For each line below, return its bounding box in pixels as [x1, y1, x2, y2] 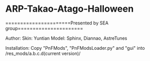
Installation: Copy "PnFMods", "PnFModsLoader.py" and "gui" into [5, 45, 145, 51]
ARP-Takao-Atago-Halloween [5, 3, 134, 15]
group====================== [5, 25, 83, 31]
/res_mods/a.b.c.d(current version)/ [5, 50, 81, 56]
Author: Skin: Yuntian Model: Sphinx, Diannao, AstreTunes [5, 35, 127, 41]
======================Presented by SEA [5, 20, 109, 26]
